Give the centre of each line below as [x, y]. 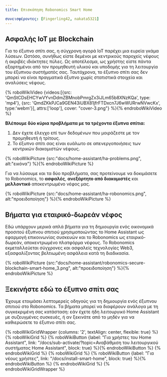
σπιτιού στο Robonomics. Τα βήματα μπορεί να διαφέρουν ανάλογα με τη [82, 306]
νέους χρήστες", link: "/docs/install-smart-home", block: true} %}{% [76, 358]
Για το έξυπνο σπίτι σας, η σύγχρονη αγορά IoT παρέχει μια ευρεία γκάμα [82, 51]
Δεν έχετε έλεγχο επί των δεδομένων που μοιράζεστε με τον [76, 133]
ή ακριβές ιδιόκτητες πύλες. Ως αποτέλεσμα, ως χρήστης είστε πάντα [78, 62]
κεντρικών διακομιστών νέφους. [46, 149]
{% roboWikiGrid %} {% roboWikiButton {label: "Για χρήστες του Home [78, 337]
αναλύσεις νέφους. [26, 83]
